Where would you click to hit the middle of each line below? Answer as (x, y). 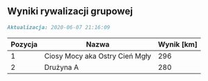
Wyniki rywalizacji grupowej (70, 11)
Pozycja (24, 44)
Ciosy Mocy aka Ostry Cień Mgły (98, 56)
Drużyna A (61, 67)
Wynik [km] (178, 44)
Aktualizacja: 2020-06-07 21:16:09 (59, 27)
